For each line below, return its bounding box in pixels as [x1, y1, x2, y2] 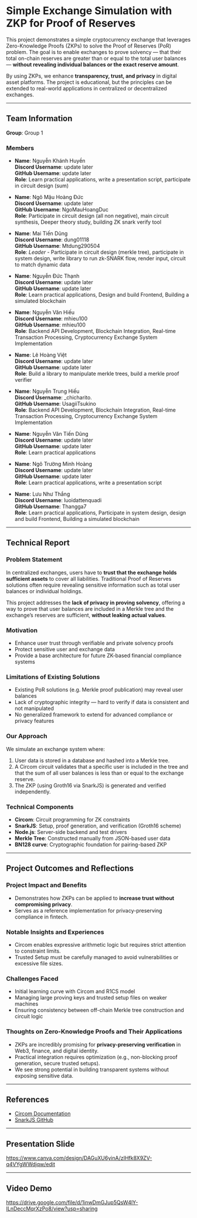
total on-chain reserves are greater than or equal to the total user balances [6, 55, 186, 62]
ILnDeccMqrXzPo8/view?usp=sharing [6, 1205, 98, 1212]
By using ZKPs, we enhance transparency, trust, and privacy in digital [6, 72, 177, 79]
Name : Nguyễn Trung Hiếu [14, 388, 80, 395]
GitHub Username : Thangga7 [14, 503, 87, 510]
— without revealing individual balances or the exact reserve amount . [6, 60, 179, 68]
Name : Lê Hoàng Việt [14, 351, 67, 359]
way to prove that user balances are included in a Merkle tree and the [6, 605, 174, 612]
